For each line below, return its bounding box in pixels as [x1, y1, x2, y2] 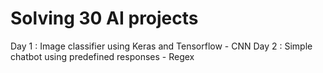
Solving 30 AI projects [10, 7, 199, 30]
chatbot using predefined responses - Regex [10, 50, 195, 62]
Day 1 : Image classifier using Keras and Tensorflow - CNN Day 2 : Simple [10, 40, 313, 52]
